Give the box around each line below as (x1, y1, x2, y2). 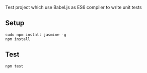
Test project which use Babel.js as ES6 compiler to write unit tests (5, 5, 142, 10)
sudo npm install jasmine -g (5, 32, 66, 37)
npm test (5, 63, 24, 68)
